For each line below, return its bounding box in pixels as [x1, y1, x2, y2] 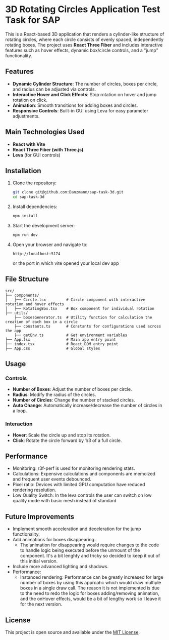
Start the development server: [12, 223, 75, 228]
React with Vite [12, 141, 45, 147]
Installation [5, 166, 41, 175]
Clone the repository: [12, 180, 57, 186]
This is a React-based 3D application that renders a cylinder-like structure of [5, 31, 164, 37]
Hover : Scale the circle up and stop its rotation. [12, 432, 111, 438]
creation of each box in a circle [5, 319, 78, 325]
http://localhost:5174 [12, 251, 61, 256]
